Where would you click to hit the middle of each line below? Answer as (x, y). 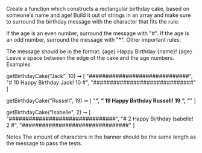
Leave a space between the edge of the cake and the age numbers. (90, 58)
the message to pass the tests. (44, 143)
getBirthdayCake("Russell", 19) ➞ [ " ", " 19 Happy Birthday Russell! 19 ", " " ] (101, 100)
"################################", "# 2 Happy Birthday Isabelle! (100, 119)
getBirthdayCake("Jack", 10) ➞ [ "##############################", (99, 76)
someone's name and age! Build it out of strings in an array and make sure (99, 15)
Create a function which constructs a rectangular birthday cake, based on (98, 9)
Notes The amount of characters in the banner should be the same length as (101, 137)
